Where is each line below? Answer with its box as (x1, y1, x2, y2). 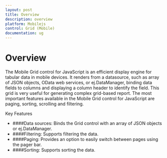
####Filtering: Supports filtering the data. (12, 131, 99, 137)
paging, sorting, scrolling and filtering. (5, 101, 84, 107)
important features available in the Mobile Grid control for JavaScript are (5, 95, 155, 101)
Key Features (5, 110, 33, 116)
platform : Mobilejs (5, 21, 46, 27)
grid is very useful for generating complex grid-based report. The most (5, 90, 152, 96)
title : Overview (5, 12, 39, 17)
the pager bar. (12, 141, 42, 147)
